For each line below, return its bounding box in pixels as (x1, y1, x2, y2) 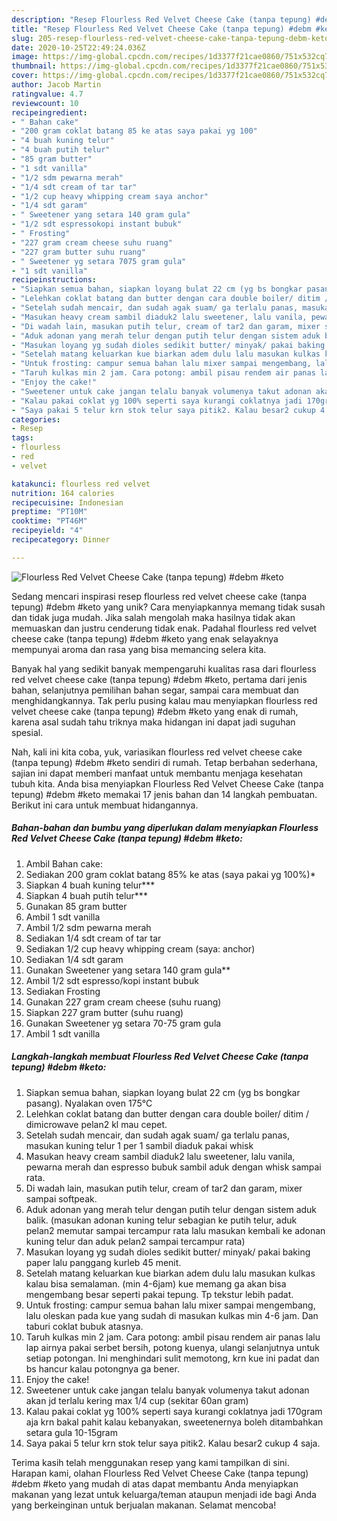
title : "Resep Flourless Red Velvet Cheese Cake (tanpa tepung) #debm (11, 24, 312, 34)
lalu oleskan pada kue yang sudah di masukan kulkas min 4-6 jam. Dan (25, 1309, 319, 1321)
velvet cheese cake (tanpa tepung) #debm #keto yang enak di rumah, (11, 705, 299, 717)
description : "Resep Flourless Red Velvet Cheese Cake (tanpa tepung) (11, 14, 312, 25)
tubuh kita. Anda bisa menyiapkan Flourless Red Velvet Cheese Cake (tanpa (11, 777, 324, 790)
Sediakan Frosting (25, 985, 101, 997)
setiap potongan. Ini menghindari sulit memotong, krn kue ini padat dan (25, 1352, 320, 1364)
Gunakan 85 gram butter (25, 900, 128, 912)
